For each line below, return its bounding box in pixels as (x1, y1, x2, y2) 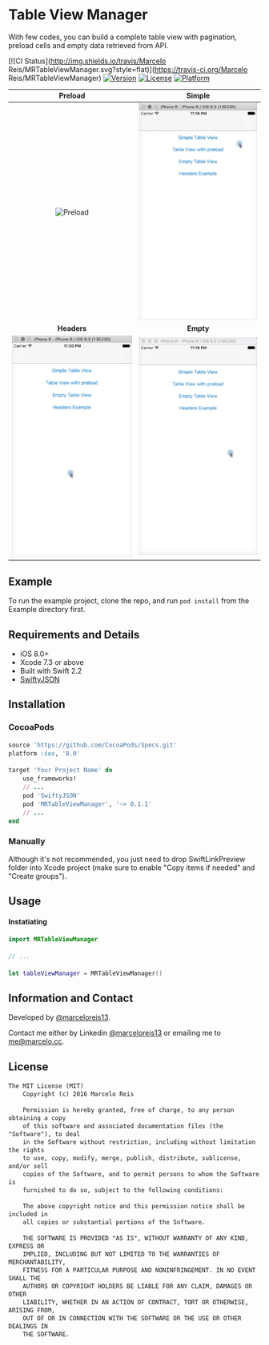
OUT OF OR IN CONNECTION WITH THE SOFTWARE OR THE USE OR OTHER (22, 1315, 242, 1323)
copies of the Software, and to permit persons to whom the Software (22, 1170, 260, 1178)
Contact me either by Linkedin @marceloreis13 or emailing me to (8, 1028, 222, 1038)
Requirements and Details (8, 627, 140, 642)
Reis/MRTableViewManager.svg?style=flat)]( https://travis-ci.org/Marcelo (8, 64, 248, 74)
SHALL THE (8, 1275, 42, 1283)
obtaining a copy (8, 1114, 66, 1122)
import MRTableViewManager (8, 936, 98, 944)
